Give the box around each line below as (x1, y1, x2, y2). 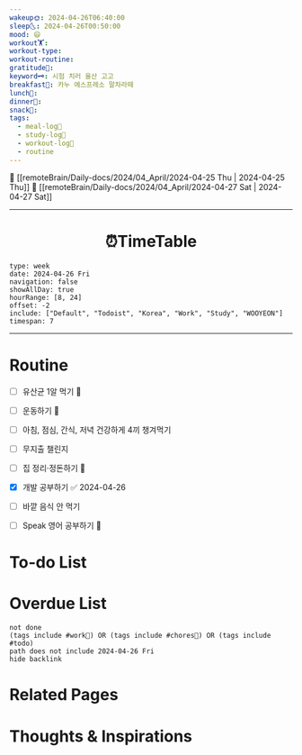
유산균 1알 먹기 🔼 (22, 386, 82, 396)
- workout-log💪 (17, 139, 75, 148)
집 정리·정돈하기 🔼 (22, 462, 86, 473)
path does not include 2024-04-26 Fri (9, 647, 155, 656)
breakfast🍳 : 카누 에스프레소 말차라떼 (9, 80, 134, 89)
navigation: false (9, 277, 78, 287)
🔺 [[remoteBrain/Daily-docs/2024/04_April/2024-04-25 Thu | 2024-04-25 (9, 172, 286, 183)
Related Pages (9, 685, 119, 705)
